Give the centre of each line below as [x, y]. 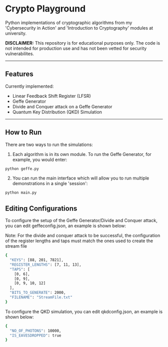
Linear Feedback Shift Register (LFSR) [51, 96]
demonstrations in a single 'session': [50, 184]
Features [19, 74]
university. [16, 33]
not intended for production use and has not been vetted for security [76, 48]
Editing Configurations [41, 208]
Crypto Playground [45, 9]
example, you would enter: [40, 159]
